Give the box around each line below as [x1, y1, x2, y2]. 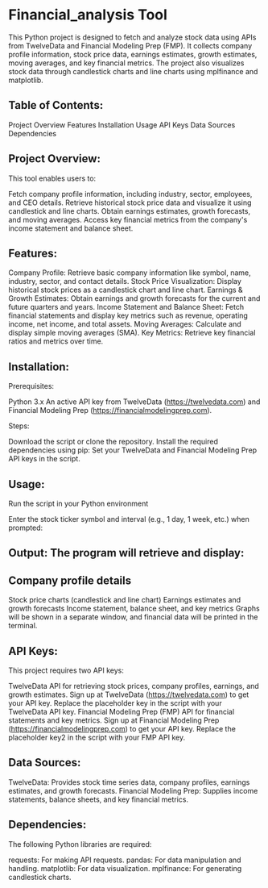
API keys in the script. [8, 454, 80, 464]
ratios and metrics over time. [8, 336, 104, 346]
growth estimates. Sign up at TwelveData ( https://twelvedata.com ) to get [8, 690, 249, 699]
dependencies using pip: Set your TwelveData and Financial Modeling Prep [8, 445, 258, 455]
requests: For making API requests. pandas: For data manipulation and [8, 855, 241, 865]
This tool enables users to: [8, 173, 97, 183]
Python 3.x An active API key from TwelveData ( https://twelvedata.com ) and [8, 397, 261, 406]
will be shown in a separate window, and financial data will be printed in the [8, 612, 258, 622]
